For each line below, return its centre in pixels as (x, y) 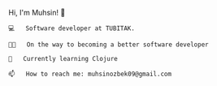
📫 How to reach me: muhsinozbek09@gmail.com (90, 74)
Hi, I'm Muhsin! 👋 (37, 13)
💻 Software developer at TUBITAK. (72, 28)
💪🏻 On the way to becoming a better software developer (108, 45)
